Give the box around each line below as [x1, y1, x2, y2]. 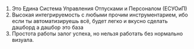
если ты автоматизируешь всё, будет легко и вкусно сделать [11, 18, 168, 24]
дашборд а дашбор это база [11, 24, 84, 31]
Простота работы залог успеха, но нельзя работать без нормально [11, 30, 183, 37]
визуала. [11, 37, 34, 43]
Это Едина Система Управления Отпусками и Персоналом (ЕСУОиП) [11, 5, 187, 12]
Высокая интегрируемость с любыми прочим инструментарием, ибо [11, 11, 188, 18]
